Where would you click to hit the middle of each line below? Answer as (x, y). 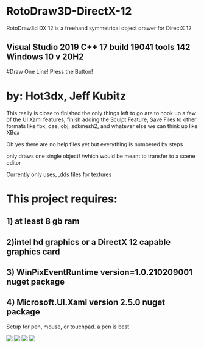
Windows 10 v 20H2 (45, 57)
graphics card (33, 251)
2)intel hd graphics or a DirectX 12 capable (89, 242)
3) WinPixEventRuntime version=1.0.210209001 (100, 272)
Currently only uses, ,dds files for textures (59, 174)
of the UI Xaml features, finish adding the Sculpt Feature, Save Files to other (101, 119)
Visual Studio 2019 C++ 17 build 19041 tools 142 (98, 47)
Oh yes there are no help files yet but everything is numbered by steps (95, 144)
